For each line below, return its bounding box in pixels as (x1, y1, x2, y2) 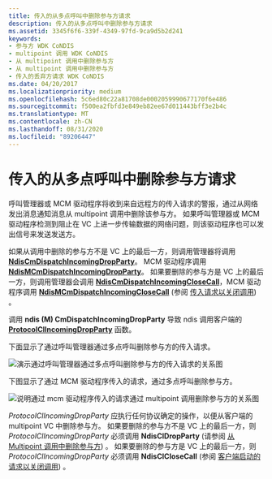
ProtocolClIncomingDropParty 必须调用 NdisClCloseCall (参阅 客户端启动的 (8, 451, 261, 461)
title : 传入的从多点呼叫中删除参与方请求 (8, 11, 132, 20)
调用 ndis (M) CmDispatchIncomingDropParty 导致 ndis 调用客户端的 (8, 314, 243, 324)
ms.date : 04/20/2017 (8, 80, 79, 88)
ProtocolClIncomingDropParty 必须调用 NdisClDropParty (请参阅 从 (8, 431, 235, 441)
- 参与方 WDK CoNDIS (8, 42, 75, 50)
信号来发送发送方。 (15, 229, 80, 239)
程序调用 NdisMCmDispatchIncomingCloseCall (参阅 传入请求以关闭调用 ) (8, 287, 257, 296)
